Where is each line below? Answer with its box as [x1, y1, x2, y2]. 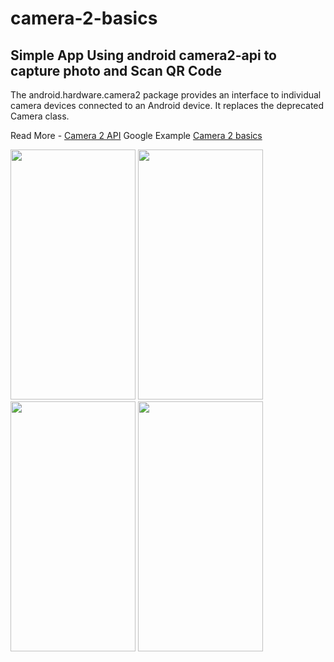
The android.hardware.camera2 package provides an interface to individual [10, 89, 322, 101]
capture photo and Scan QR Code [10, 62, 223, 79]
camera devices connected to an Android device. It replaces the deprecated [10, 100, 325, 111]
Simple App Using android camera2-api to [10, 47, 277, 64]
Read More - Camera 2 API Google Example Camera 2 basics [10, 130, 263, 141]
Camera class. [10, 110, 70, 122]
